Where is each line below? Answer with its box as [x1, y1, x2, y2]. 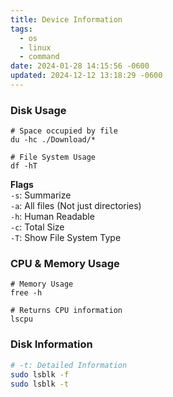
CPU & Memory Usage [10, 257, 120, 271]
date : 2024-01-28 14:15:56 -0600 [10, 61, 150, 71]
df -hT [10, 161, 38, 171]
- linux [19, 42, 52, 53]
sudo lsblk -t [10, 379, 70, 389]
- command [19, 52, 60, 62]
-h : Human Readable [10, 211, 95, 223]
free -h [10, 288, 43, 298]
